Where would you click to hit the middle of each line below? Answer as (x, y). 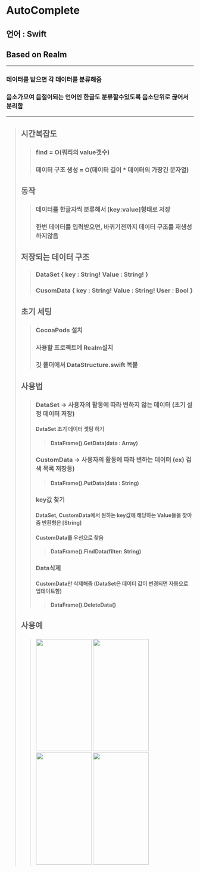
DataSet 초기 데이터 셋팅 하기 (70, 429)
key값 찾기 (50, 500)
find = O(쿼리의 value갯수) (73, 152)
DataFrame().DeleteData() (83, 605)
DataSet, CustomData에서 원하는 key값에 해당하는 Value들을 (108, 515)
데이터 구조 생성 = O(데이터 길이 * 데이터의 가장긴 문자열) (112, 170)
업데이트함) (49, 591)
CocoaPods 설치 (59, 330)
